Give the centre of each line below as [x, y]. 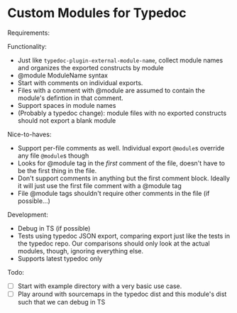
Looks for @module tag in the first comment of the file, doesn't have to [121, 163]
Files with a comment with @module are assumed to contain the [111, 90]
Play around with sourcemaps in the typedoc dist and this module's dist [122, 294]
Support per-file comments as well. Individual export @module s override [121, 148]
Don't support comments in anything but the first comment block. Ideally [124, 178]
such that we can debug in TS [61, 302]
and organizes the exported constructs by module [91, 67]
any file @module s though [53, 155]
